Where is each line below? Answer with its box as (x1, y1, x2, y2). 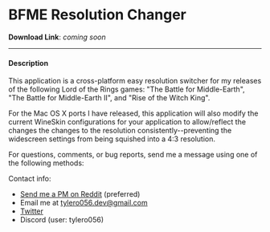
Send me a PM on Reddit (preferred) (19, 189, 141, 199)
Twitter (19, 206, 44, 216)
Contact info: (8, 174, 51, 184)
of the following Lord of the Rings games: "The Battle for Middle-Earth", (8, 84, 245, 94)
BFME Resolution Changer (8, 6, 186, 24)
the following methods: (8, 158, 84, 168)
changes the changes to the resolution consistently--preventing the (8, 126, 232, 136)
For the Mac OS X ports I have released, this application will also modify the (8, 108, 259, 118)
